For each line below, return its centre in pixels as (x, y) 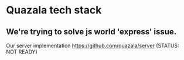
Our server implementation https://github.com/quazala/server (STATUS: (93, 45)
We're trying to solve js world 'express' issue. (91, 32)
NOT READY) (22, 52)
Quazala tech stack (54, 10)
